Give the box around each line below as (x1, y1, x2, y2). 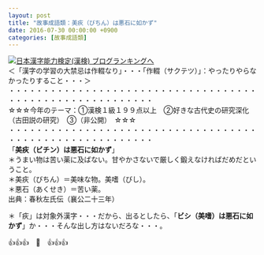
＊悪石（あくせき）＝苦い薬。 (8, 185, 105, 194)
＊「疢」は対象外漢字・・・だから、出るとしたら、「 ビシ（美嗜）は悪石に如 (8, 211, 254, 221)
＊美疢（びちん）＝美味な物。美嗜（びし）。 (8, 174, 150, 184)
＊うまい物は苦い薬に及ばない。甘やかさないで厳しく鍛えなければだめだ (8, 155, 243, 164)
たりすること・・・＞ (21, 76, 91, 85)
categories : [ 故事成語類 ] (8, 33, 87, 42)
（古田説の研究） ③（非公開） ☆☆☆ (8, 115, 136, 125)
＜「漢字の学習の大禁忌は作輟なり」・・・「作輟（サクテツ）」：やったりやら (8, 66, 250, 76)
